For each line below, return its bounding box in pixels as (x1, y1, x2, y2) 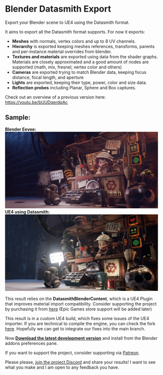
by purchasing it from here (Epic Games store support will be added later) (5, 306, 152, 312)
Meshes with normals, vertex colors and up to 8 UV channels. (12, 38, 136, 44)
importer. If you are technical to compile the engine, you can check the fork (5, 321, 156, 326)
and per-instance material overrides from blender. (12, 49, 112, 54)
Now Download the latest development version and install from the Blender (5, 335, 158, 341)
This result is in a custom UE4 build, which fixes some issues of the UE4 (5, 315, 149, 321)
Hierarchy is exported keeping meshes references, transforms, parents (12, 43, 155, 49)
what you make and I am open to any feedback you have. (5, 364, 119, 370)
